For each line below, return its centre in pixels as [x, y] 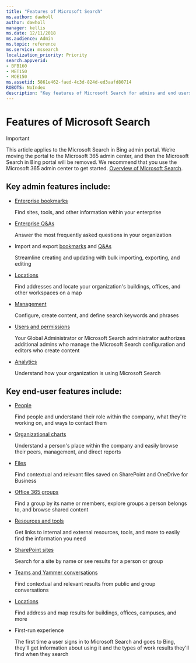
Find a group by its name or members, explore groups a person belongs [101, 503]
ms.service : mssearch [32, 50]
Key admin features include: [58, 187]
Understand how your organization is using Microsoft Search [87, 373]
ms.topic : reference [31, 44]
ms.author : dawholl [30, 17]
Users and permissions [42, 327]
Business [25, 481]
